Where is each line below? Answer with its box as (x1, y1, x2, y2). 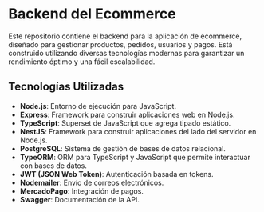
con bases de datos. (19, 161, 88, 170)
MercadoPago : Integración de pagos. (19, 186, 144, 196)
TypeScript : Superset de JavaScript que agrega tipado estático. (19, 118, 231, 128)
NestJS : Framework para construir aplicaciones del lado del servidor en (19, 126, 257, 136)
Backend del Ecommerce (8, 5, 177, 23)
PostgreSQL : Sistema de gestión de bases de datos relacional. (19, 143, 226, 153)
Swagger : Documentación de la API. (19, 194, 140, 204)
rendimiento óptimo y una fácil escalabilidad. (8, 57, 156, 66)
